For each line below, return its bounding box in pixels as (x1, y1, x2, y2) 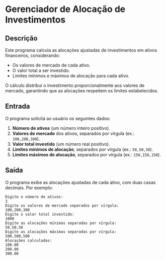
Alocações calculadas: (5, 238, 52, 243)
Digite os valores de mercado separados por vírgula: (5, 203, 119, 208)
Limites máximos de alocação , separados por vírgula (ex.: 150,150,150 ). (12, 151, 161, 158)
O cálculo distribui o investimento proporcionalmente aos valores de (5, 82, 145, 88)
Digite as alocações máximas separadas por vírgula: (5, 229, 117, 234)
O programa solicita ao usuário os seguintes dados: (5, 115, 111, 121)
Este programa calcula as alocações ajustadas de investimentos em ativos (5, 47, 158, 53)
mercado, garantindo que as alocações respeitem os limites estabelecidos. (5, 88, 159, 93)
